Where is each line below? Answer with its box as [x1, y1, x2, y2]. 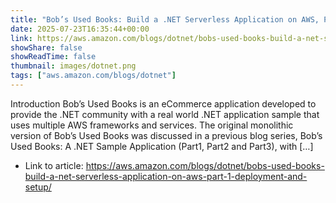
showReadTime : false [10, 52, 97, 62]
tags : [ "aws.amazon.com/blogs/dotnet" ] [10, 71, 177, 81]
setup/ [24, 181, 52, 193]
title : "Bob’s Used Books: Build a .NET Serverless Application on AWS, [10, 14, 320, 25]
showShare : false [10, 42, 83, 53]
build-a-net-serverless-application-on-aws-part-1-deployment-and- [24, 170, 308, 182]
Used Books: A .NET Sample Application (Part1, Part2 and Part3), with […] [10, 140, 314, 152]
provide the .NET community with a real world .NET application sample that [10, 108, 320, 120]
